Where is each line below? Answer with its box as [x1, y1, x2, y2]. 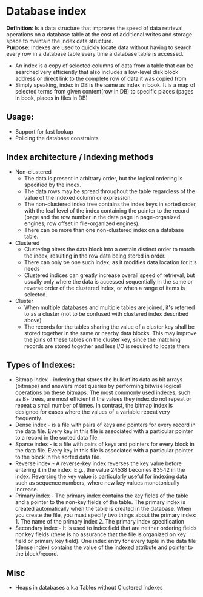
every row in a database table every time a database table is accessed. [6, 50, 184, 57]
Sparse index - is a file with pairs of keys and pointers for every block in [15, 440, 195, 448]
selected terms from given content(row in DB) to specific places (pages [15, 87, 194, 95]
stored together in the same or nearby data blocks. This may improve [24, 329, 197, 336]
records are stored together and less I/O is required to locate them [24, 342, 190, 350]
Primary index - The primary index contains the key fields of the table [15, 492, 189, 499]
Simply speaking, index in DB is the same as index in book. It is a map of [15, 81, 196, 89]
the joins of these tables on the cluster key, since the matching [24, 336, 181, 343]
